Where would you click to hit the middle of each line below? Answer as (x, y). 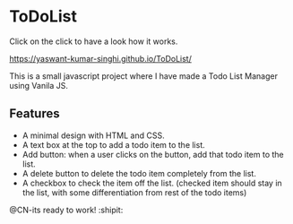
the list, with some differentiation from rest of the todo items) (134, 192)
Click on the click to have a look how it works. (94, 41)
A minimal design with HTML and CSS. (93, 135)
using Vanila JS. (39, 85)
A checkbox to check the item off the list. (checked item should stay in (152, 183)
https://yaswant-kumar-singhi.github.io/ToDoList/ (101, 58)
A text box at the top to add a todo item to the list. (114, 144)
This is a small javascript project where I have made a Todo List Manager (143, 76)
